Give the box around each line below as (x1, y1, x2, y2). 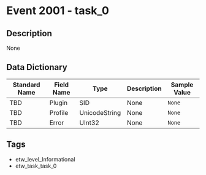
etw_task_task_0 (15, 162, 57, 169)
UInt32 (79, 118, 100, 126)
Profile (49, 108, 69, 117)
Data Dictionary (6, 62, 67, 72)
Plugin (49, 98, 68, 107)
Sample (170, 80, 194, 89)
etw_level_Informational (15, 155, 75, 163)
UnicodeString (79, 108, 121, 117)
